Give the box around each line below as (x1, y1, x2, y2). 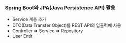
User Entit (12, 33, 33, 39)
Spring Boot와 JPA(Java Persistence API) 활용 (5, 4, 116, 11)
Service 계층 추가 (12, 16, 47, 22)
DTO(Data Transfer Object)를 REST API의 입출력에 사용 (12, 22, 122, 28)
